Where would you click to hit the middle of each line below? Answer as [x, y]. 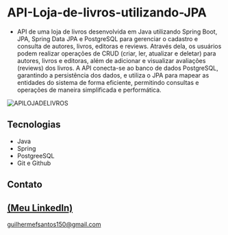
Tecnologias [34, 125]
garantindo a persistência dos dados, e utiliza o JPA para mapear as [113, 75]
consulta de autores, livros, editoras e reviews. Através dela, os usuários [119, 46]
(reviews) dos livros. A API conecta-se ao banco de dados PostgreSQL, [118, 68]
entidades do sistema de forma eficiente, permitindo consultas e [108, 82]
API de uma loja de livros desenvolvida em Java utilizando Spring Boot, [117, 32]
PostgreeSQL [36, 156]
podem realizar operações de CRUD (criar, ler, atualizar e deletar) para [116, 53]
